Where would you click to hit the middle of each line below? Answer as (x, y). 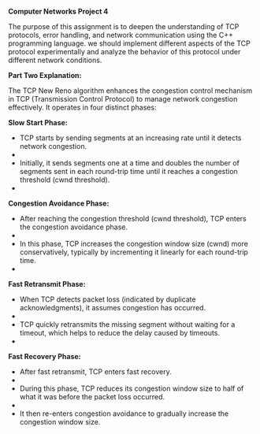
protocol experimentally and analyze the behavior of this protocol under (124, 52)
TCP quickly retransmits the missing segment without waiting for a (127, 325)
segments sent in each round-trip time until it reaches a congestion (128, 171)
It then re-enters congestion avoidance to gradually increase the (124, 414)
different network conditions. (55, 60)
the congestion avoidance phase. (74, 227)
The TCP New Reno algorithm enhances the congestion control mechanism (130, 91)
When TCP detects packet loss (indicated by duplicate (108, 299)
